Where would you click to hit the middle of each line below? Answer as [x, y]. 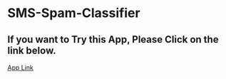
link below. [32, 50]
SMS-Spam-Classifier [74, 13]
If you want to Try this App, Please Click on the [113, 39]
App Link [21, 68]
